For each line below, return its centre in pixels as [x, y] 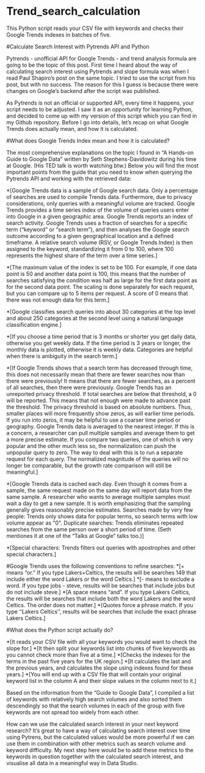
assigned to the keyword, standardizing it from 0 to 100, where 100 [90, 248]
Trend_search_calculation [74, 11]
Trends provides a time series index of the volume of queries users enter [98, 210]
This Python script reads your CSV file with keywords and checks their [95, 28]
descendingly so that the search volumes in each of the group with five [95, 706]
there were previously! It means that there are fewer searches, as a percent [101, 381]
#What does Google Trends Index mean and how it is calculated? [88, 140]
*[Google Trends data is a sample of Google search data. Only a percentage [102, 190]
